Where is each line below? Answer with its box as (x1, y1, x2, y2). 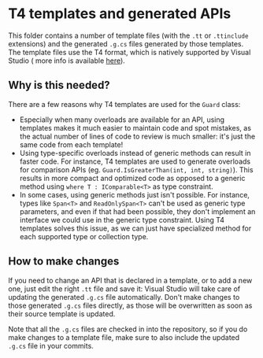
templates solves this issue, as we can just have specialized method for (19, 223, 252, 233)
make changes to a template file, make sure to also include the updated (8, 332, 240, 342)
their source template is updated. (8, 308, 116, 319)
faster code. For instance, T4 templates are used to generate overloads (19, 157, 250, 166)
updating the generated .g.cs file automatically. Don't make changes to (8, 292, 240, 301)
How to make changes (8, 255, 120, 268)
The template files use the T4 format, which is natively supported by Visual (8, 47, 251, 57)
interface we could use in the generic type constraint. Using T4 (19, 215, 225, 224)
